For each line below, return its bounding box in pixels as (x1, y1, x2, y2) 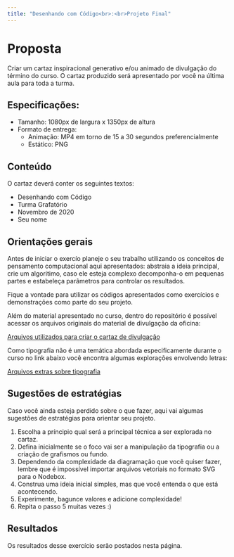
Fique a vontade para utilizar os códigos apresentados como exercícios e (7, 290, 219, 299)
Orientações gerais (7, 236, 93, 248)
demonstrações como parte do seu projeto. (7, 298, 134, 306)
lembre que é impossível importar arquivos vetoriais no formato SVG (17, 465, 216, 473)
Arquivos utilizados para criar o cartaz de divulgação (7, 333, 160, 341)
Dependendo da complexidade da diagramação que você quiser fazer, (17, 457, 222, 466)
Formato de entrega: (17, 125, 77, 134)
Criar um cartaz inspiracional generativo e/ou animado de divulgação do (7, 64, 217, 72)
